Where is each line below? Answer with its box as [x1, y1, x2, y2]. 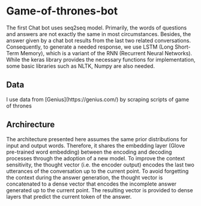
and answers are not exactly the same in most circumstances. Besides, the [6, 30, 191, 37]
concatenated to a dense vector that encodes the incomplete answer [6, 180, 177, 187]
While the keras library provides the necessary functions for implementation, [6, 56, 196, 63]
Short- [175, 43, 191, 50]
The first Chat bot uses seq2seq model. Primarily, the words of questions [6, 24, 187, 31]
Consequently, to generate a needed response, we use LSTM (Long [6, 43, 174, 50]
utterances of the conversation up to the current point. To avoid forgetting [6, 167, 189, 175]
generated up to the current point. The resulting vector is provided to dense [6, 186, 193, 193]
